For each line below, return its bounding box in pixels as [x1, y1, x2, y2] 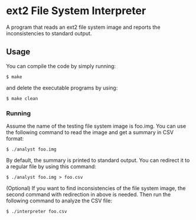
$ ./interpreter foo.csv [6, 209, 67, 215]
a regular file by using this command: [6, 163, 96, 170]
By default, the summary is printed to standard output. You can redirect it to [6, 157, 190, 164]
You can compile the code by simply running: [6, 62, 116, 69]
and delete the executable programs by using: [6, 84, 118, 91]
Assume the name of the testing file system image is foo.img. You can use [6, 122, 187, 130]
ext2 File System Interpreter [6, 4, 146, 18]
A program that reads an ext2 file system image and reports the [6, 24, 161, 31]
